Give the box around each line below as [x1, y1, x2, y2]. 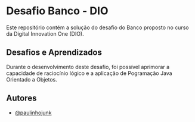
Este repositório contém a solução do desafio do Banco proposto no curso [6, 24, 189, 31]
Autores [6, 93, 37, 104]
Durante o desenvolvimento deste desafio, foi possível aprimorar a [6, 63, 170, 70]
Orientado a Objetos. [6, 76, 58, 83]
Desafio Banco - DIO [6, 4, 109, 18]
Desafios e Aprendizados [6, 48, 103, 58]
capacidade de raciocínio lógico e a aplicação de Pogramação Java [6, 70, 172, 77]
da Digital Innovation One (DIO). [6, 30, 85, 37]
